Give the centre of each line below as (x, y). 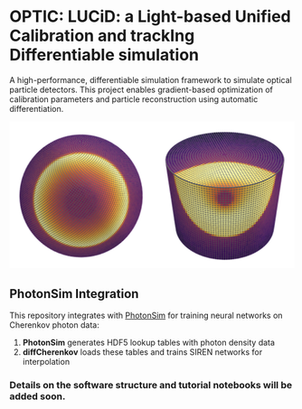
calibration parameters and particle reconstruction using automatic (134, 99)
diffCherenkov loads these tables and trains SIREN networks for (142, 352)
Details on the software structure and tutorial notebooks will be (151, 386)
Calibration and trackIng (102, 36)
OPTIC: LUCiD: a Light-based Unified (150, 17)
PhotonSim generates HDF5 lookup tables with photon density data (149, 343)
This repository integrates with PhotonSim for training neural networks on (146, 316)
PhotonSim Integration (74, 294)
